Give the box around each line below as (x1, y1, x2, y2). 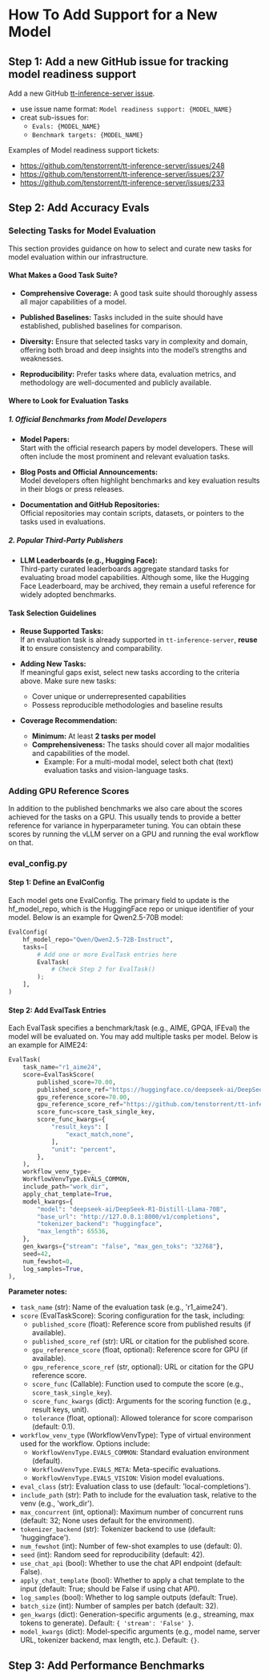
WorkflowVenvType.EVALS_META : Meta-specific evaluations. (31, 1465, 221, 1474)
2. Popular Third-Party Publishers (8, 536, 124, 546)
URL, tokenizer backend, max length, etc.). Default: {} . (19, 1635, 200, 1645)
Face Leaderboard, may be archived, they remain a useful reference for (19, 581, 256, 591)
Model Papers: (19, 435, 70, 444)
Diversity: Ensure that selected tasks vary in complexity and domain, (19, 336, 248, 346)
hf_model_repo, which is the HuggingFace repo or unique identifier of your (8, 904, 255, 914)
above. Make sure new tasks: (19, 676, 117, 685)
